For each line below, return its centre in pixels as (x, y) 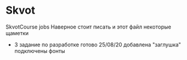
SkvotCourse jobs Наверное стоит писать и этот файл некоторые (88, 27)
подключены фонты (40, 50)
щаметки (17, 33)
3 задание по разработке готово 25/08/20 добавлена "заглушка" (97, 45)
